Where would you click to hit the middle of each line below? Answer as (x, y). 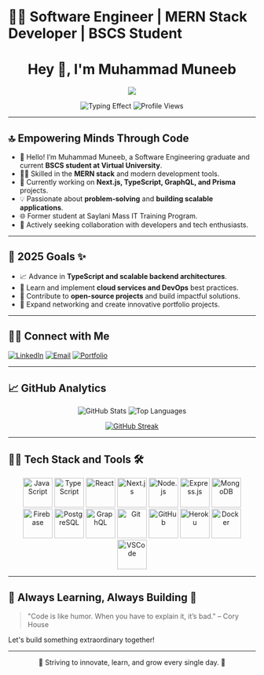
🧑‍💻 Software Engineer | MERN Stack (128, 17)
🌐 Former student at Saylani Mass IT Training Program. (108, 215)
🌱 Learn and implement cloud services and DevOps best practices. (129, 288)
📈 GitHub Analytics (57, 388)
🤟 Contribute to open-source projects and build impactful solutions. (130, 295)
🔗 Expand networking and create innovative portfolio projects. (119, 304)
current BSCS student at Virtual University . (91, 165)
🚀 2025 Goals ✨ (47, 257)
